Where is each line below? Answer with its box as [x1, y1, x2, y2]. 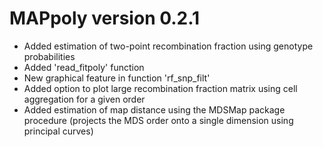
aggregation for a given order [23, 93, 146, 105]
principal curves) [23, 125, 94, 137]
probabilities [23, 50, 76, 62]
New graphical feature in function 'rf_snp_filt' [23, 72, 211, 84]
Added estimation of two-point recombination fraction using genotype [23, 40, 314, 52]
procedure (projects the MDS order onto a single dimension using [23, 114, 294, 126]
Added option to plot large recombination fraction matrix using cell [23, 82, 298, 94]
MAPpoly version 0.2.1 [9, 7, 201, 30]
